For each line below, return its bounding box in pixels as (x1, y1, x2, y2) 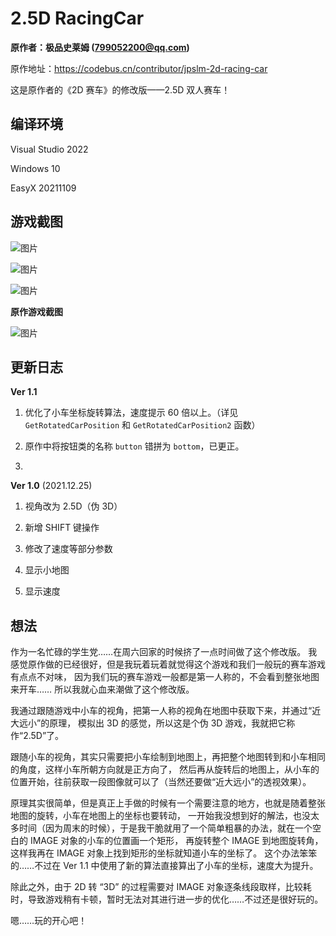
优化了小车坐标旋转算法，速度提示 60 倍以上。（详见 (24, 407, 239, 419)
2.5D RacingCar (10, 7, 145, 30)
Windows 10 (10, 162, 61, 174)
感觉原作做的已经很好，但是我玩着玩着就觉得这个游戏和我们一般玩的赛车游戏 (10, 658, 326, 671)
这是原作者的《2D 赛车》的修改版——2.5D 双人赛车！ (10, 83, 231, 96)
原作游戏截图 (10, 305, 63, 317)
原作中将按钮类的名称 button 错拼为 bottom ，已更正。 (24, 440, 245, 452)
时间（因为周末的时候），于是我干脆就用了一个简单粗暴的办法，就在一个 (18, 822, 313, 834)
